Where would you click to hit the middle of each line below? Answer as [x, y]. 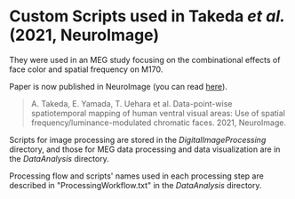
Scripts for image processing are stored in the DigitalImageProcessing [138, 139]
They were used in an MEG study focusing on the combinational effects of [145, 60]
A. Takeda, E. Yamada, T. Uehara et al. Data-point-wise [132, 103]
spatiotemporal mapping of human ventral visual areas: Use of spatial [158, 113]
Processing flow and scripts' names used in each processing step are [136, 176]
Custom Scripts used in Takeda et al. [147, 16]
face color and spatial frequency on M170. [86, 69]
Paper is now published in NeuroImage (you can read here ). [119, 86]
